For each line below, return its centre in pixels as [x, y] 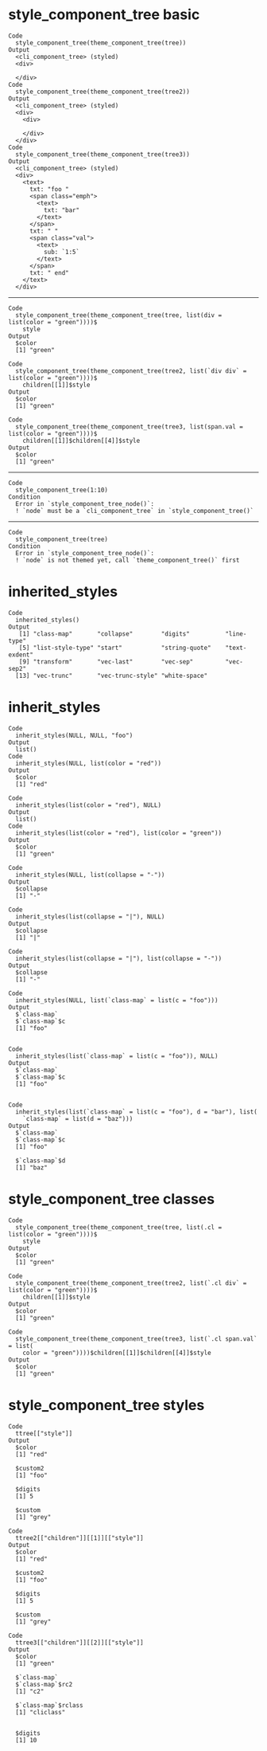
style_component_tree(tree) [62, 539]
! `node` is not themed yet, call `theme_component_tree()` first [128, 560]
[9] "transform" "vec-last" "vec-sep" [106, 662]
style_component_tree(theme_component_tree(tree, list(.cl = [119, 1227]
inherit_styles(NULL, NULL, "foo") [74, 735]
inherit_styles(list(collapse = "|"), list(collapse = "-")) [119, 958]
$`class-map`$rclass [49, 1705]
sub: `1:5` [62, 252]
